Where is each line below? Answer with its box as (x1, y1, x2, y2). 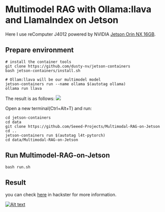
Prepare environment (5, 46, 74, 54)
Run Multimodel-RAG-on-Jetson (5, 151, 110, 160)
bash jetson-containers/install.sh (5, 68, 81, 73)
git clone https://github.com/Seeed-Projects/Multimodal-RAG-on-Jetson (5, 124, 160, 129)
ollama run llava (5, 86, 42, 91)
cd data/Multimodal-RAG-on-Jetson (5, 137, 79, 143)
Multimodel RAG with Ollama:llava (5, 4, 152, 15)
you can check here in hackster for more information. (5, 192, 117, 198)
